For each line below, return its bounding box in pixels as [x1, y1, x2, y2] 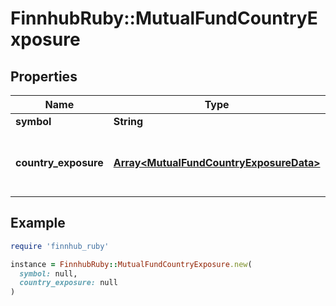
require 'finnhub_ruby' [10, 241, 110, 251]
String [113, 115, 144, 128]
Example [10, 215, 66, 232]
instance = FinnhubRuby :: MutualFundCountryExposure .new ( [10, 259, 253, 269]
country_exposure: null [19, 278, 118, 288]
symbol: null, [19, 268, 78, 279]
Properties [10, 68, 78, 85]
